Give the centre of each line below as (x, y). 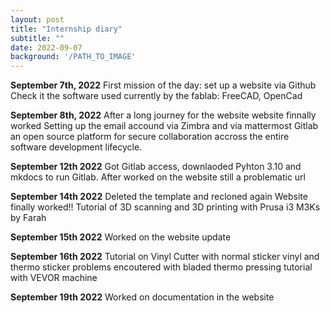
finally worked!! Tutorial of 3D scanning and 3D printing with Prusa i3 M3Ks (165, 207)
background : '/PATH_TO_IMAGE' (73, 57)
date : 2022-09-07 (46, 47)
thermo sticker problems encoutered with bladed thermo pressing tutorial (161, 267)
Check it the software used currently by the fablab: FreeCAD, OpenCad (156, 96)
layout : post (37, 19)
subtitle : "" (37, 38)
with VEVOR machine (54, 278)
